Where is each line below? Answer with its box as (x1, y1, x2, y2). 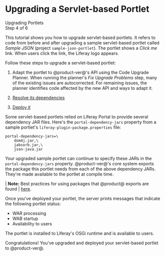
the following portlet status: (5, 201, 61, 207)
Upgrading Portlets (5, 20, 44, 26)
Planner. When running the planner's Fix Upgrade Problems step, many (12, 74, 157, 80)
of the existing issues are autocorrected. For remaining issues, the (12, 80, 147, 86)
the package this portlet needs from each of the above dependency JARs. (5, 166, 156, 172)
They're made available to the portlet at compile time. (5, 171, 114, 177)
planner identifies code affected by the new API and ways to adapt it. (12, 85, 153, 91)
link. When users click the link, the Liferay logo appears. (5, 50, 120, 56)
